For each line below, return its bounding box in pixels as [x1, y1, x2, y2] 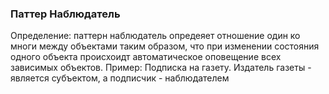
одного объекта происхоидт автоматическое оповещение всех [10, 51, 282, 63]
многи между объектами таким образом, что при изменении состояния [10, 40, 320, 52]
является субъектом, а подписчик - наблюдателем [10, 72, 230, 84]
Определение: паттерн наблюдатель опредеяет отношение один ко [10, 30, 301, 42]
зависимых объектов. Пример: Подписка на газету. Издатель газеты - [10, 62, 312, 74]
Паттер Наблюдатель [10, 7, 121, 21]
